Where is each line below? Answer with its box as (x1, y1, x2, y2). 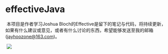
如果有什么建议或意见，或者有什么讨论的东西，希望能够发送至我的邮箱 (5, 27, 154, 33)
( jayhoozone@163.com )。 (5, 33, 60, 39)
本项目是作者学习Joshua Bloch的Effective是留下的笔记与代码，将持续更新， (6, 21, 166, 27)
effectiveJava (5, 4, 66, 15)
